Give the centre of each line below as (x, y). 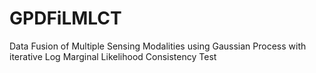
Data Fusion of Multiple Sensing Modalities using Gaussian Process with (158, 46)
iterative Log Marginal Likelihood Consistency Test (113, 56)
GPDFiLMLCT (65, 18)
